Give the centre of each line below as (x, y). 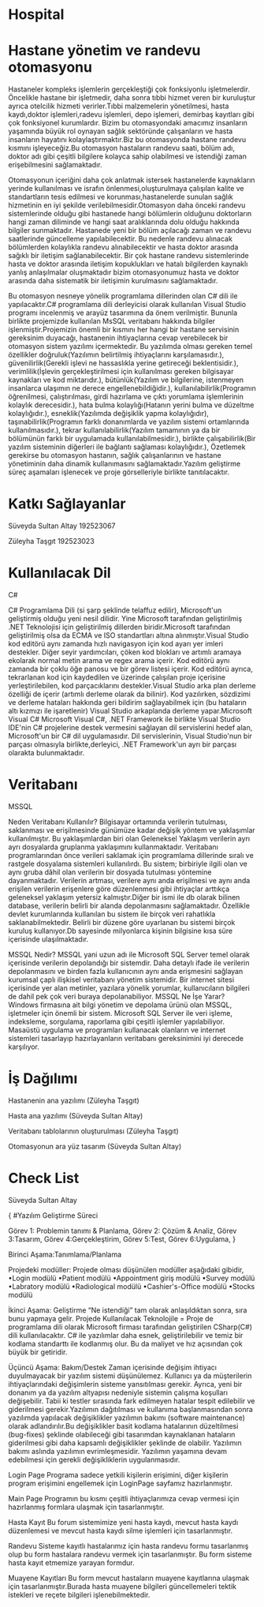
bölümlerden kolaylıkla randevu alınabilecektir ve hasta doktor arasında (123, 247)
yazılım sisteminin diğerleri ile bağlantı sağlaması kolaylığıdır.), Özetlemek (127, 447)
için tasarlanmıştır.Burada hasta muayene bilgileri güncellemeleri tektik (122, 1586)
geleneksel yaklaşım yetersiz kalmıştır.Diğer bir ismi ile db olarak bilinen (124, 897)
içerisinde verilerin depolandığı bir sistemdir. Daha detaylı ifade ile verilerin (129, 963)
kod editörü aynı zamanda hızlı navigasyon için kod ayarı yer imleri (115, 644)
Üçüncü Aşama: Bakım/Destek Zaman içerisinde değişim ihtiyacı (112, 1367)
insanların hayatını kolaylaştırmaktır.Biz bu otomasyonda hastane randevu (127, 140)
